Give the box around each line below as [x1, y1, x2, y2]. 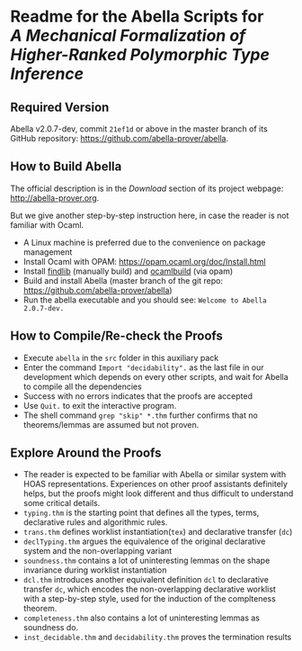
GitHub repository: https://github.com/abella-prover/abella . [10, 133, 228, 143]
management [22, 246, 73, 258]
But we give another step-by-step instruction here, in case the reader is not [10, 210, 289, 221]
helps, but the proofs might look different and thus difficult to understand [22, 488, 294, 499]
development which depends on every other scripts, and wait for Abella [22, 371, 289, 382]
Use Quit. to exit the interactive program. [22, 400, 177, 411]
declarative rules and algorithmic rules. [22, 517, 168, 528]
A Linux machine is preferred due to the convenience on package [22, 237, 266, 248]
